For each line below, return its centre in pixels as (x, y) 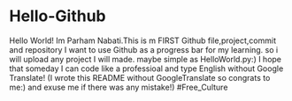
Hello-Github (58, 16)
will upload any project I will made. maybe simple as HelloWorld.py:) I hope (145, 59)
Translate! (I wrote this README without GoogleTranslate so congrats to (140, 77)
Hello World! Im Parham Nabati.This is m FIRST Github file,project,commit (143, 40)
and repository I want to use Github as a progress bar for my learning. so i (144, 49)
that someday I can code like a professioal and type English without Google (146, 69)
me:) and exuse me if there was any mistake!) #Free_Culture (119, 87)
